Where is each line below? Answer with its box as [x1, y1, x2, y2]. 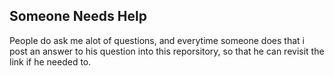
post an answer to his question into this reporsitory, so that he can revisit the [9, 45, 325, 57]
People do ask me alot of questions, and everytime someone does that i [9, 34, 305, 46]
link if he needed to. [9, 55, 92, 68]
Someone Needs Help [9, 8, 147, 25]
